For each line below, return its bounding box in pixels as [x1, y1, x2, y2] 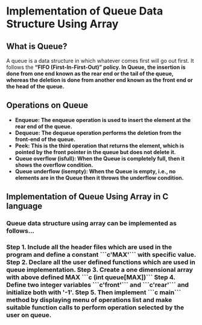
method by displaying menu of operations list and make [6, 296, 172, 304]
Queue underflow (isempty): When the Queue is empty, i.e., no [14, 167, 176, 175]
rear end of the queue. [14, 123, 72, 130]
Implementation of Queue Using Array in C [6, 191, 169, 202]
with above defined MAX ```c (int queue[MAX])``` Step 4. [6, 273, 176, 282]
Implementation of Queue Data [6, 4, 163, 18]
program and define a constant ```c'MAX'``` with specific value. [6, 251, 196, 259]
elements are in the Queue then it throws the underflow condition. [14, 174, 184, 181]
